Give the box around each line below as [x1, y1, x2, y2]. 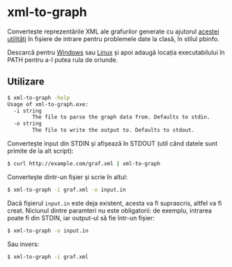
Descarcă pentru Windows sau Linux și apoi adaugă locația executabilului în [7, 48, 225, 56]
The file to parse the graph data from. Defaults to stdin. [32, 114, 210, 121]
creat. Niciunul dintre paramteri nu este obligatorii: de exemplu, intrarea [7, 206, 212, 215]
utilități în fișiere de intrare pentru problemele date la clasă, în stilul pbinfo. [7, 34, 219, 43]
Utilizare [7, 76, 45, 88]
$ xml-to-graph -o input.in [7, 227, 89, 234]
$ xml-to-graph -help [7, 94, 70, 101]
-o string [13, 120, 42, 128]
